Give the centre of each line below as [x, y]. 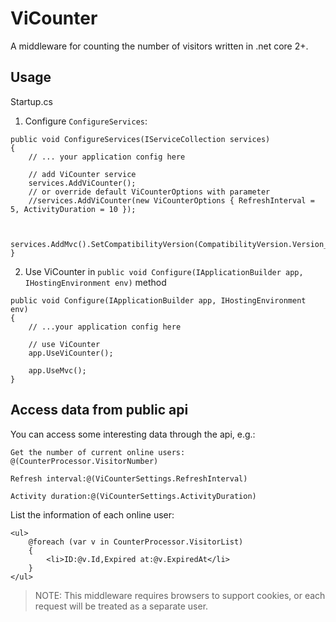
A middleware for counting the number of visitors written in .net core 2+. [159, 46]
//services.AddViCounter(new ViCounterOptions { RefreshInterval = [171, 200]
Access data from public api [99, 410]
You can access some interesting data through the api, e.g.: [133, 434]
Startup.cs [31, 101]
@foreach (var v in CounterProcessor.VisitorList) [136, 542]
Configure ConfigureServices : [86, 121]
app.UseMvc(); [57, 370]
